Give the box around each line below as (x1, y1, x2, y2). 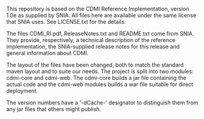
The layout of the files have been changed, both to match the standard (6, 61, 184, 68)
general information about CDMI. (6, 49, 89, 57)
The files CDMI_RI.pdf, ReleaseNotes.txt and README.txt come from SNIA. (6, 30, 194, 37)
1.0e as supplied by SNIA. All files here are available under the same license (6, 12, 197, 19)
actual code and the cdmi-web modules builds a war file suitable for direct (6, 81, 194, 88)
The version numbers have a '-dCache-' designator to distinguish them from (6, 99, 199, 106)
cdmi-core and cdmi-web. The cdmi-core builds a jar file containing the (6, 74, 186, 81)
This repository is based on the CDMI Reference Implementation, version (6, 5, 189, 12)
